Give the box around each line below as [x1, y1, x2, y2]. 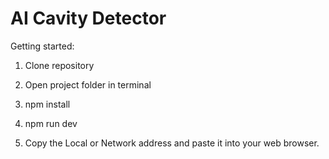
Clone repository [24, 59, 95, 71]
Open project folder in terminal [24, 78, 152, 91]
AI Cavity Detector [10, 7, 167, 30]
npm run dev [24, 117, 78, 129]
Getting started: [10, 40, 75, 52]
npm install [24, 98, 71, 110]
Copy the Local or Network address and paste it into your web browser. [24, 137, 320, 149]
